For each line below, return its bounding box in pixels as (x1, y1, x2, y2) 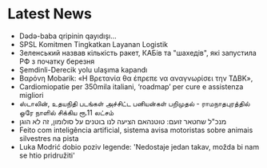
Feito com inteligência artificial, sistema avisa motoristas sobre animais (18, 125, 253, 135)
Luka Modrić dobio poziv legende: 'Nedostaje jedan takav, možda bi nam (18, 142, 260, 151)
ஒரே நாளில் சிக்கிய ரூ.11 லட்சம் (18, 107, 114, 117)
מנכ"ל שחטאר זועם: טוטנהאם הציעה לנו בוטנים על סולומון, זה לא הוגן (18, 116, 227, 126)
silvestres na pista (18, 133, 79, 143)
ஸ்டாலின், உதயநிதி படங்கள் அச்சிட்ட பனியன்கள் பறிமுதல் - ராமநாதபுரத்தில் (18, 99, 250, 108)
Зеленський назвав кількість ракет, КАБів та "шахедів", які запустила (18, 48, 257, 57)
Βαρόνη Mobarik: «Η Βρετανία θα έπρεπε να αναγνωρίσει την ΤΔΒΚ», (18, 73, 253, 83)
